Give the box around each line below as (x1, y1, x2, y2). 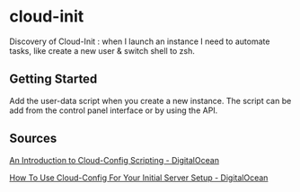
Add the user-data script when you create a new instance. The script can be (9, 95, 292, 106)
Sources (9, 131, 57, 146)
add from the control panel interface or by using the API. (9, 105, 218, 116)
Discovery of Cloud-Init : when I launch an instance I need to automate (9, 36, 270, 47)
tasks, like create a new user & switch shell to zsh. (9, 45, 195, 56)
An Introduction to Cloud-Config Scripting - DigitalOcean (9, 154, 220, 165)
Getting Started (9, 72, 98, 87)
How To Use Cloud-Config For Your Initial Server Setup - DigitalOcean (9, 172, 269, 183)
